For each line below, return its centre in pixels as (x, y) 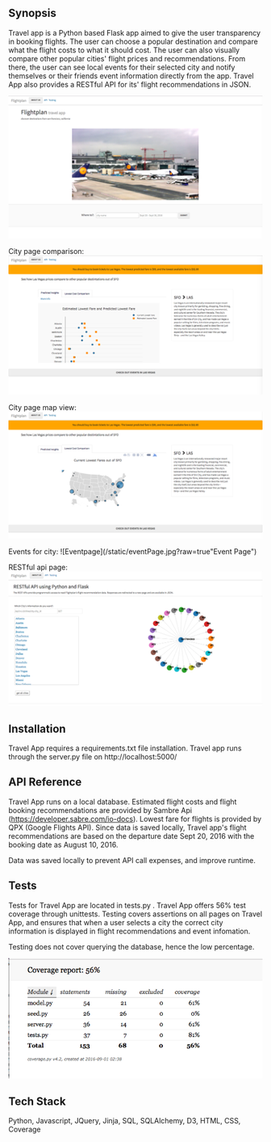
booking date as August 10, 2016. (63, 844)
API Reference (45, 782)
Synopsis (32, 13)
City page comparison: (46, 251)
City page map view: (42, 407)
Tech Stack (37, 1101)
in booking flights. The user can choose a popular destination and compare (133, 41)
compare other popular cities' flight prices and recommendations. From (127, 58)
